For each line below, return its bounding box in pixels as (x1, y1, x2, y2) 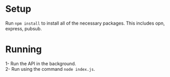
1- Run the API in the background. (5, 60, 76, 67)
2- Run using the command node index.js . (5, 66, 95, 72)
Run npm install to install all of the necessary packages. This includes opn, (5, 20, 165, 26)
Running (5, 44, 42, 55)
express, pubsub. (5, 25, 42, 31)
